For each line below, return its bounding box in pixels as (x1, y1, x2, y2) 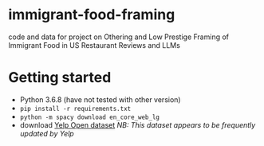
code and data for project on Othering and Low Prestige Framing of (8, 32, 230, 41)
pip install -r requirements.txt (19, 105, 132, 112)
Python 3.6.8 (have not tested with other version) (19, 94, 181, 105)
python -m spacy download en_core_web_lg (19, 113, 160, 121)
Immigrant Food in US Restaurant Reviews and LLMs (8, 40, 181, 49)
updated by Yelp (19, 128, 74, 138)
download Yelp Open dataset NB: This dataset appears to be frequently (19, 120, 256, 129)
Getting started (8, 69, 112, 87)
